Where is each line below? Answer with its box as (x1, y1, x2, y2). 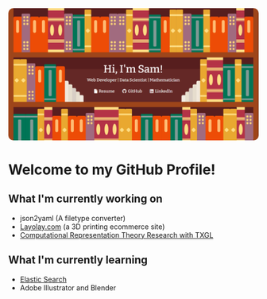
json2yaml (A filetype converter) (19, 213, 126, 223)
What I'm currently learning (8, 254, 149, 267)
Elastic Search (19, 274, 68, 284)
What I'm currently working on (8, 192, 163, 206)
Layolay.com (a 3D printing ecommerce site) (19, 222, 165, 231)
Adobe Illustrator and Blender (19, 282, 117, 293)
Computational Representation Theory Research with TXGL (19, 230, 214, 239)
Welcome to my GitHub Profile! (8, 161, 216, 178)
